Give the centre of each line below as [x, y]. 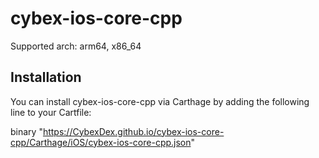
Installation [46, 77]
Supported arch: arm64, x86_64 [76, 46]
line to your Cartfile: [51, 112]
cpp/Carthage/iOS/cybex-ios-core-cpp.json [101, 142]
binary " [26, 131]
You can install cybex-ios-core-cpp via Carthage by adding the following [160, 101]
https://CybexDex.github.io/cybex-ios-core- [133, 131]
